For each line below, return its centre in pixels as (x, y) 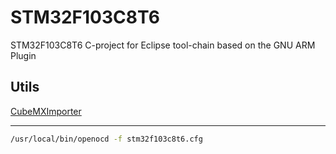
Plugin (23, 55)
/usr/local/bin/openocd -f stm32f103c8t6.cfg (106, 139)
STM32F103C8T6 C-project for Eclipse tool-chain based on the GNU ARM (163, 45)
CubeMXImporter (46, 111)
